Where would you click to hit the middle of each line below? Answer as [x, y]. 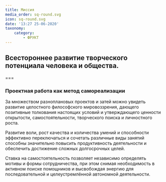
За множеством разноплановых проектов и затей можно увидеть [76, 101]
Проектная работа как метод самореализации [65, 90]
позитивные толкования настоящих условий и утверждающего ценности [83, 112]
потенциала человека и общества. [62, 66]
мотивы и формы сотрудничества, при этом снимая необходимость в [80, 163]
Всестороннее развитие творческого [67, 58]
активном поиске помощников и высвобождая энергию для [69, 168]
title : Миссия [20, 10]
